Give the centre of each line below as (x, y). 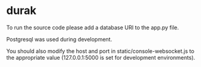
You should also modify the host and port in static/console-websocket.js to (100, 51)
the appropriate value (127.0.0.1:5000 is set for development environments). (101, 57)
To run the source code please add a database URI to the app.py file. (93, 27)
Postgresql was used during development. (59, 39)
